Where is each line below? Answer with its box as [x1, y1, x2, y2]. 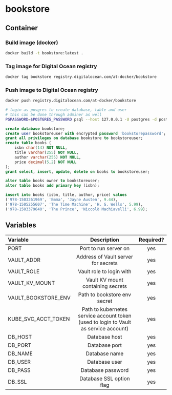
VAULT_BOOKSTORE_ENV [8, 294, 71, 301]
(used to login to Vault [78, 319, 132, 326]
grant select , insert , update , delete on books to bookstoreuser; [5, 169, 150, 174]
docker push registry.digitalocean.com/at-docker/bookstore [5, 98, 137, 103]
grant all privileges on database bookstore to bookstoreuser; [5, 135, 143, 141]
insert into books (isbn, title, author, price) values [5, 192, 127, 197]
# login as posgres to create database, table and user [5, 107, 127, 113]
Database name [85, 350, 124, 357]
